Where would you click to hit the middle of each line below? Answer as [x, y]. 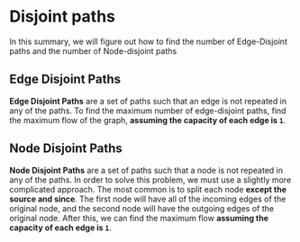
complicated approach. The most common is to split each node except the [148, 189]
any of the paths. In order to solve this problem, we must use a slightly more [150, 179]
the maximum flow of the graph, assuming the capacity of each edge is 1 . [148, 120]
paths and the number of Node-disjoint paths [93, 50]
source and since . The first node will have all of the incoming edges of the [148, 199]
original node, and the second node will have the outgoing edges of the [142, 208]
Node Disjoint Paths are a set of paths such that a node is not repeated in [146, 170]
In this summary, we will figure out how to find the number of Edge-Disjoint [149, 41]
